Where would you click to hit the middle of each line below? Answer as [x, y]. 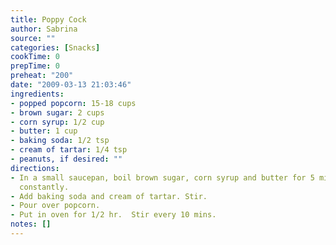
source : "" [33, 38]
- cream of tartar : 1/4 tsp [69, 150]
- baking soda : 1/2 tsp [60, 141]
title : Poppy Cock [48, 19]
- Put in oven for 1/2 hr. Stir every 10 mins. [113, 215]
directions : [35, 168]
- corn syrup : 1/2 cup [57, 122]
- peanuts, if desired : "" [66, 159]
